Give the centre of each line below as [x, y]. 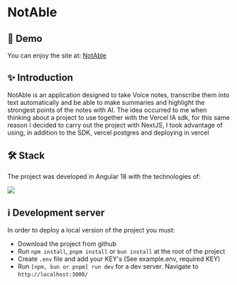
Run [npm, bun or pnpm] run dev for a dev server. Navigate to [108, 267]
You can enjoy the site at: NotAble [57, 55]
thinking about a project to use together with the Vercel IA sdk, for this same [119, 117]
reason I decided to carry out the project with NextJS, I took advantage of [115, 125]
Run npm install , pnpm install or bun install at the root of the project [121, 252]
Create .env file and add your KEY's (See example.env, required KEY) [119, 259]
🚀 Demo [25, 39]
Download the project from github [67, 244]
